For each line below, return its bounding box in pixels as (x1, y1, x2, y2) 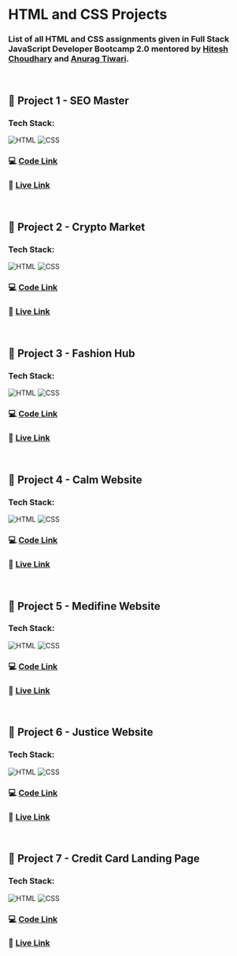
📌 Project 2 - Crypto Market (8, 220, 146, 234)
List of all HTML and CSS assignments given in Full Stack (8, 34, 230, 45)
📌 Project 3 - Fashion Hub (8, 346, 135, 360)
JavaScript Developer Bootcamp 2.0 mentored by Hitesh (8, 43, 228, 54)
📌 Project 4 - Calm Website (8, 473, 143, 486)
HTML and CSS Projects (8, 6, 168, 24)
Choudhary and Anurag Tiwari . (8, 54, 130, 65)
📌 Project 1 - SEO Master (8, 94, 130, 107)
